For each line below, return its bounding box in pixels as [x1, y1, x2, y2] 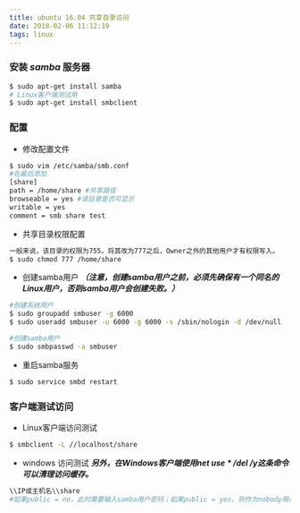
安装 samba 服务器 [9, 61, 91, 73]
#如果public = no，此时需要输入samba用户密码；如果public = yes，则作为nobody [9, 494, 283, 504]
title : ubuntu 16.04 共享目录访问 [9, 13, 129, 22]
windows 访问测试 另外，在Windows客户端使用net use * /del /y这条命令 [21, 457, 289, 468]
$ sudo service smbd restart [9, 377, 118, 386]
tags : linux [9, 30, 54, 38]
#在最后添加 [9, 169, 47, 179]
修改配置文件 [21, 143, 70, 154]
